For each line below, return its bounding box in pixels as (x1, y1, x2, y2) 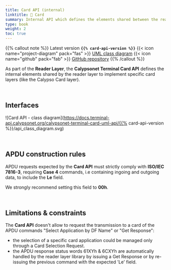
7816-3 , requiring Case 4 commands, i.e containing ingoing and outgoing (5, 169, 159, 175)
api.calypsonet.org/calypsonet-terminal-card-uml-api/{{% (5, 120, 128, 126)
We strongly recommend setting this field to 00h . (5, 184, 108, 190)
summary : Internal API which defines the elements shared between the (5, 17, 158, 22)
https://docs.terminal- (63, 114, 110, 121)
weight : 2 (5, 26, 26, 32)
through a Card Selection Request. (12, 243, 85, 249)
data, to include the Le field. (5, 174, 64, 181)
